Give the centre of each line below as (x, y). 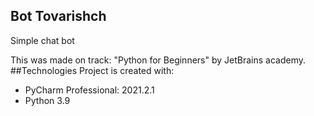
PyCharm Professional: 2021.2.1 (89, 90)
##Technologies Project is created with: (92, 70)
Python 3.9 (47, 100)
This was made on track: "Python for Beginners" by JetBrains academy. (158, 60)
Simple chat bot (42, 40)
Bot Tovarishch (58, 16)
